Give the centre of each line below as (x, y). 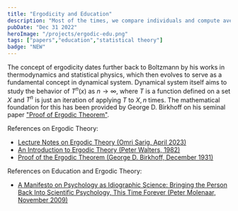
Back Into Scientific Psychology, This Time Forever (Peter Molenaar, (117, 193)
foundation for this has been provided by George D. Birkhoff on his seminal (117, 107)
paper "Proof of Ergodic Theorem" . (58, 115)
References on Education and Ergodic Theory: (75, 171)
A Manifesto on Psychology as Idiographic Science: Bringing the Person (123, 185)
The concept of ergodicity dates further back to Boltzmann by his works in (116, 67)
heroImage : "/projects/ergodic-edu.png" (68, 34)
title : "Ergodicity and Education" (60, 14)
